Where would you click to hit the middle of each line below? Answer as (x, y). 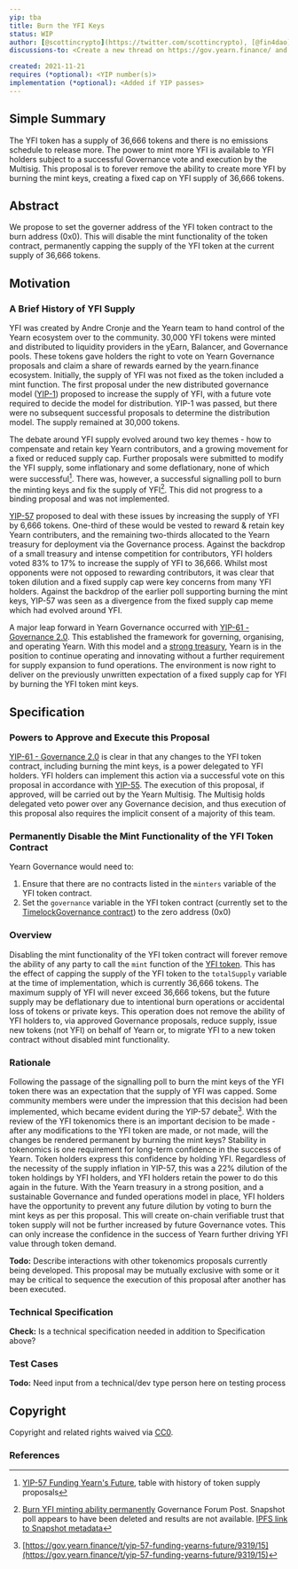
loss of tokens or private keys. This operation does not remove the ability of (147, 1011)
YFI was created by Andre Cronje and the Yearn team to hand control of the (147, 328)
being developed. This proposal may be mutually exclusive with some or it (144, 1270)
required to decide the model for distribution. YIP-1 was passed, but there (143, 404)
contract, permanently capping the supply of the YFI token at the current (142, 246)
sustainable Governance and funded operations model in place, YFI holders (147, 1196)
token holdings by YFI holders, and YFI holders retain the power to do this (144, 1178)
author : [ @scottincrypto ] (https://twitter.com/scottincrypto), (129, 42)
